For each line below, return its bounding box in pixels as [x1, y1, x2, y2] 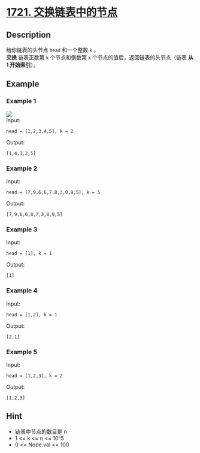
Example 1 [6, 97, 37, 105]
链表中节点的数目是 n [14, 428, 68, 435]
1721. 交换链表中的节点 [6, 5, 118, 19]
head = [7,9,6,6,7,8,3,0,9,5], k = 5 [6, 189, 101, 195]
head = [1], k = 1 [6, 250, 52, 256]
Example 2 [6, 164, 38, 173]
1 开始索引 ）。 [6, 61, 39, 68]
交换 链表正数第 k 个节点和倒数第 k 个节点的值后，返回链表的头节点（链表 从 [6, 54, 193, 61]
